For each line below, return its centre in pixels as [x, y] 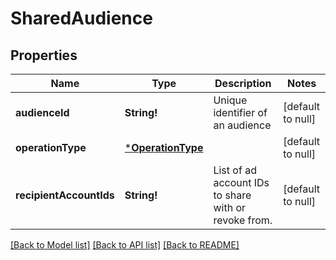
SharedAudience [81, 18]
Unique [230, 100]
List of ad [235, 170]
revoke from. [243, 220]
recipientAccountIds [65, 195]
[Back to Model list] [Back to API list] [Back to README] [125, 245]
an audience [242, 125]
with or [230, 207]
